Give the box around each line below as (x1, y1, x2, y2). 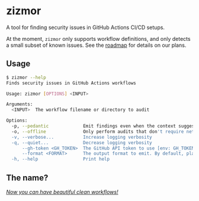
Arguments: (6, 101, 33, 107)
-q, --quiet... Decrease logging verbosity (11, 139, 152, 146)
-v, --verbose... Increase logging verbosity (11, 134, 152, 140)
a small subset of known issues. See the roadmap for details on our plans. (6, 42, 187, 49)
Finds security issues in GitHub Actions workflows (6, 80, 136, 86)
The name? (6, 173, 49, 183)
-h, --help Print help (11, 156, 110, 162)
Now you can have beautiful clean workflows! (6, 188, 118, 195)
